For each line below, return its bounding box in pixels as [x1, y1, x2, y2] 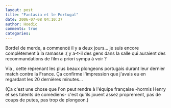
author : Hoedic [5, 21, 38, 27]
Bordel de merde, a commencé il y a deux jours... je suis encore [5, 45, 139, 51]
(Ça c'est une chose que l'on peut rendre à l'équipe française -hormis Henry [5, 86, 166, 92]
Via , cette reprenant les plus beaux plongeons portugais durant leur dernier [5, 65, 165, 71]
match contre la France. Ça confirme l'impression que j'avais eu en [5, 71, 146, 77]
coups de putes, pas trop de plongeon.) [5, 97, 89, 103]
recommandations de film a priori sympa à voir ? [5, 56, 107, 61]
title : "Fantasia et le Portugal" [5, 12, 79, 17]
